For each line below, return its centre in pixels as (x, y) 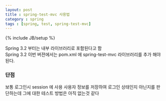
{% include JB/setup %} (30, 38)
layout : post (19, 10)
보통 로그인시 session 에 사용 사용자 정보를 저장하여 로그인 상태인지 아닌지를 (80, 87)
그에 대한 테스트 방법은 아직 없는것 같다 (61, 93)
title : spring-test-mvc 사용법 (37, 14)
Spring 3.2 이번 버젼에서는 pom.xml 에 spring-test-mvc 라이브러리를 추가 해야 (83, 54)
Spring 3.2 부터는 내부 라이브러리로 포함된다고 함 (54, 48)
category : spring (24, 19)
